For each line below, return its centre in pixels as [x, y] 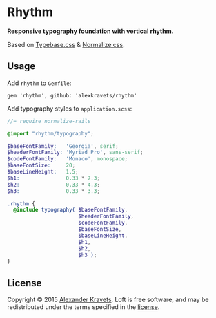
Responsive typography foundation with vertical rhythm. [90, 31]
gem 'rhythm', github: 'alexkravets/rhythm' [72, 95]
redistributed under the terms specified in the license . [84, 307]
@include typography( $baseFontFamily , [71, 210]
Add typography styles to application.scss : [70, 109]
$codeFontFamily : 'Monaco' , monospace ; [68, 159]
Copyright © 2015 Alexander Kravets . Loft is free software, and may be [108, 300]
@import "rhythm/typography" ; [51, 133]
